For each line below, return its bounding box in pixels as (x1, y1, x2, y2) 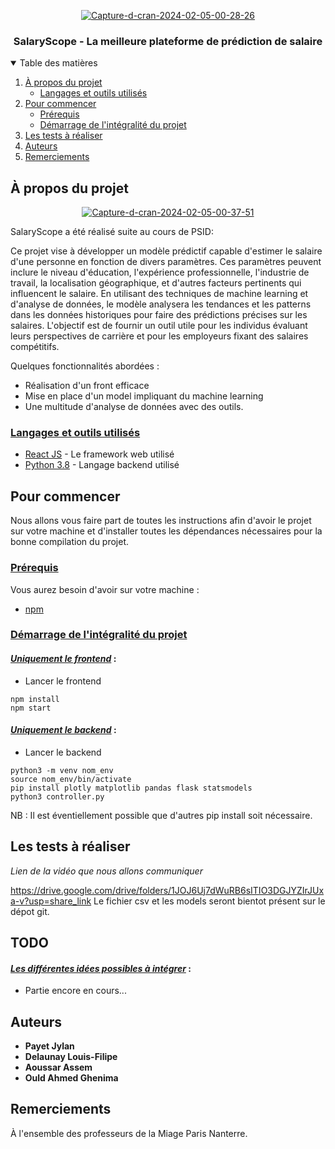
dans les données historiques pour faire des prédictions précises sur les (10, 309, 308, 321)
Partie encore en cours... (24, 985, 127, 997)
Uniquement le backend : (10, 724, 117, 736)
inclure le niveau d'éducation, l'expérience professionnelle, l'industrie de (10, 266, 310, 279)
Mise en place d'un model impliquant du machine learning (24, 390, 264, 402)
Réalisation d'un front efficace (24, 380, 150, 392)
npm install (10, 694, 60, 704)
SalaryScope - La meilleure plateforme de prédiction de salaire (13, 34, 323, 48)
